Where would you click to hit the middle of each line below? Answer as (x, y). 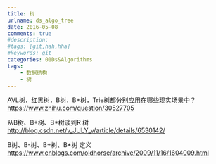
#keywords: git (30, 53)
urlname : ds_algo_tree (40, 20)
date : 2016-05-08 (33, 27)
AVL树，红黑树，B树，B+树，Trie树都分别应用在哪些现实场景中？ (102, 100)
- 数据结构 (34, 72)
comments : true (30, 33)
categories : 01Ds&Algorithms (50, 60)
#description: (28, 40)
